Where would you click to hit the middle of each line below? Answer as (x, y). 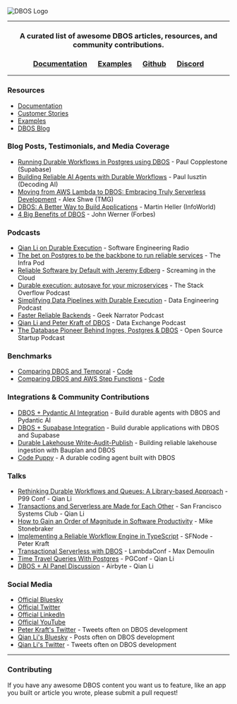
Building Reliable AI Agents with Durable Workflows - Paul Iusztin (112, 176)
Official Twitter (39, 607)
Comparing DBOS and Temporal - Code (75, 371)
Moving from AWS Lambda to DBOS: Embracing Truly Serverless (111, 192)
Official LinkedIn (41, 615)
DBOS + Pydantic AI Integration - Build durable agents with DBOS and (119, 413)
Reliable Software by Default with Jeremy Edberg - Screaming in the (117, 270)
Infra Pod (31, 263)
